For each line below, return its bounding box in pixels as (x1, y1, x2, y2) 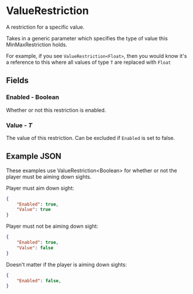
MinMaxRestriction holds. (6, 41, 67, 48)
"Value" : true (16, 207, 51, 213)
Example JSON (6, 151, 61, 162)
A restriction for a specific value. (6, 23, 85, 30)
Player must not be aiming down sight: (6, 223, 98, 230)
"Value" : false (16, 245, 54, 251)
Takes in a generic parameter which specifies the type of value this (6, 35, 168, 42)
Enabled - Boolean (6, 93, 60, 101)
